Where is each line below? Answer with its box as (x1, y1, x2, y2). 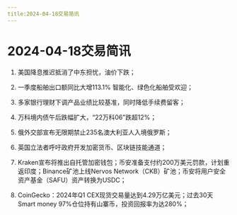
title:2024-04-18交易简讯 (7, 10, 80, 18)
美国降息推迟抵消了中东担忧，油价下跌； (17, 68, 136, 76)
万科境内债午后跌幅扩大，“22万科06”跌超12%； (17, 112, 157, 121)
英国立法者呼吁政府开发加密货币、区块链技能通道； (17, 143, 167, 151)
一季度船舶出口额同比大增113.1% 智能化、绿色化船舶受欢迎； (17, 83, 193, 91)
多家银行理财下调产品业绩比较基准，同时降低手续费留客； (17, 98, 185, 106)
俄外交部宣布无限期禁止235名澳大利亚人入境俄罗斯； (17, 128, 172, 136)
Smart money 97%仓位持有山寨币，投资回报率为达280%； (17, 199, 189, 208)
